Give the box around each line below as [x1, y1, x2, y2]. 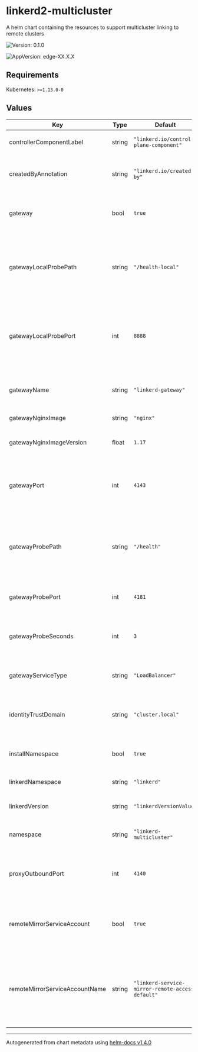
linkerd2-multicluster [6, 4, 113, 18]
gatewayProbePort [9, 593, 61, 601]
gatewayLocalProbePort [9, 331, 76, 340]
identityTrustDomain [9, 710, 65, 718]
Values [6, 103, 32, 113]
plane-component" [133, 141, 183, 149]
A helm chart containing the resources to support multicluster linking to [6, 24, 179, 31]
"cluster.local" [133, 711, 179, 718]
